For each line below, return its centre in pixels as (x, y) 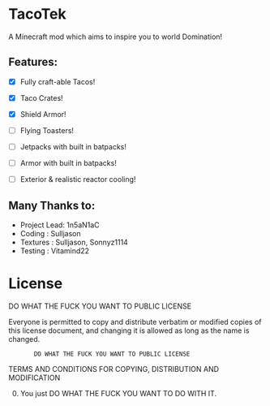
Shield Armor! (43, 114)
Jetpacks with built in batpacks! (73, 147)
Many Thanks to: (52, 205)
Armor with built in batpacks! (69, 163)
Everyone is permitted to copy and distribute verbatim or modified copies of (135, 322)
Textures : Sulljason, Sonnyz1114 (74, 242)
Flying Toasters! (47, 130)
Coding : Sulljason (50, 233)
